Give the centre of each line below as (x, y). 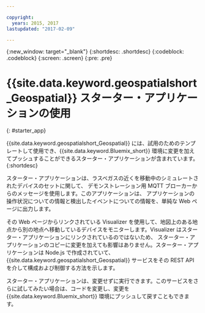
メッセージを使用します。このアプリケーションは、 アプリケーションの (106, 193)
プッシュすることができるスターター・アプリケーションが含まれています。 (105, 159)
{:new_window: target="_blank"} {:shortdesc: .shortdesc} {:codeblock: (95, 52)
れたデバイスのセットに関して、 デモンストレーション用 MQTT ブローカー (99, 186)
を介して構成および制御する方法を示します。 (62, 268)
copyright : (20, 17)
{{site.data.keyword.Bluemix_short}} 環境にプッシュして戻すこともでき (95, 296)
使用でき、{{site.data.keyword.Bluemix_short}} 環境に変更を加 (111, 151)
